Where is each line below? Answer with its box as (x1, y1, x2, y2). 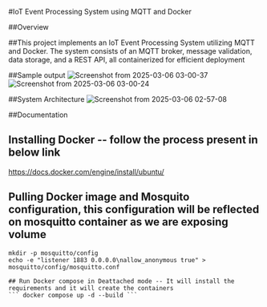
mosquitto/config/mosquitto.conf (8, 263, 120, 271)
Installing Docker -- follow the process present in (8, 133, 258, 147)
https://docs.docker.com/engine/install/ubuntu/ (8, 167, 164, 176)
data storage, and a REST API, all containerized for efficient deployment (8, 55, 245, 64)
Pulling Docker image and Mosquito (8, 190, 190, 204)
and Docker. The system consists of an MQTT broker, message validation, (8, 46, 253, 55)
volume (8, 228, 47, 241)
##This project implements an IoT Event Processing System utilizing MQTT (8, 38, 255, 47)
